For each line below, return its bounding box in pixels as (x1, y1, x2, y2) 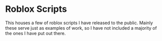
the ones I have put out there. (5, 30, 66, 36)
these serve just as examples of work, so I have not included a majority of (5, 25, 157, 31)
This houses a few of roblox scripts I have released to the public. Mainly (5, 20, 153, 26)
